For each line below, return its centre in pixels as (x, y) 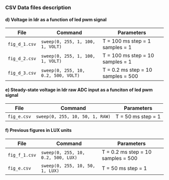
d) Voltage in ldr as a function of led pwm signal (56, 20)
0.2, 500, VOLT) (60, 76)
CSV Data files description (38, 8)
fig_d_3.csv (22, 73)
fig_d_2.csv (22, 59)
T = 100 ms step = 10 (128, 56)
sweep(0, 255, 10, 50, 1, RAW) (73, 117)
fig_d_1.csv (22, 44)
